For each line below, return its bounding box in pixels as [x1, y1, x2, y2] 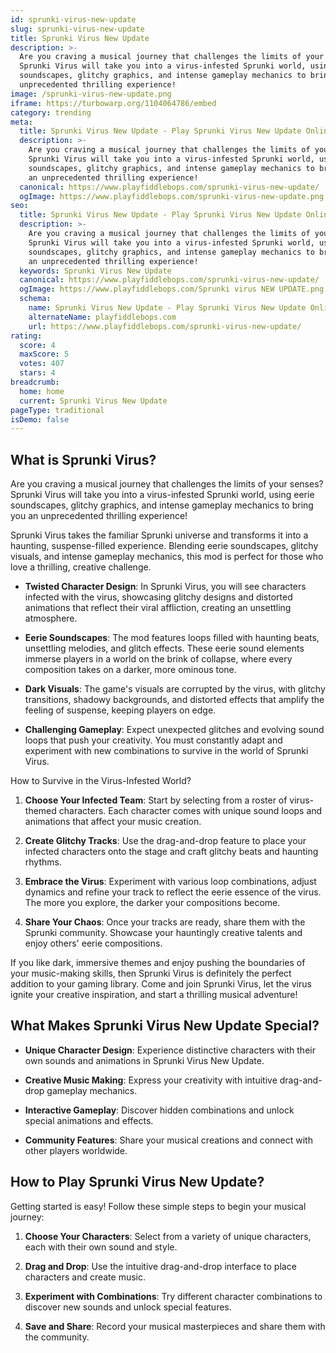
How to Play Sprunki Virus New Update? [10, 1174, 265, 1191]
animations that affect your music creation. [24, 816, 202, 828]
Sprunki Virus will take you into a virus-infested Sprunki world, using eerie [10, 489, 315, 501]
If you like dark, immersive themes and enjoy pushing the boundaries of [10, 957, 306, 969]
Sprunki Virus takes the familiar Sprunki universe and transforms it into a [10, 529, 309, 541]
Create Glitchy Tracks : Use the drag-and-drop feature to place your [24, 835, 307, 847]
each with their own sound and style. [24, 1241, 178, 1253]
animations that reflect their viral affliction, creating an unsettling [24, 602, 292, 614]
